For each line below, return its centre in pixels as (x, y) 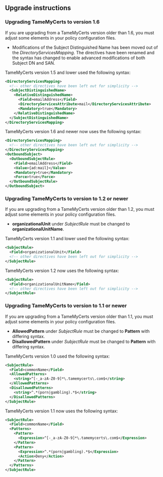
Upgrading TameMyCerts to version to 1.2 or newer (67, 199)
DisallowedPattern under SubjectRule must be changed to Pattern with (84, 341)
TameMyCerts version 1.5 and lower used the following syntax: (68, 72)
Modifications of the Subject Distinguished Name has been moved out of (85, 47)
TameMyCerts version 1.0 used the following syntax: (57, 356)
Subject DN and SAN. (34, 63)
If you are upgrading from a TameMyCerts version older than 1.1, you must (79, 316)
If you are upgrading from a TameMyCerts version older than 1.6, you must (80, 33)
